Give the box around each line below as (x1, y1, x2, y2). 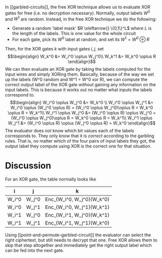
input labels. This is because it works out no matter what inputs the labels (5, 87, 152, 93)
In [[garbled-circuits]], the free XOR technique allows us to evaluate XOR (5, 4, 151, 10)
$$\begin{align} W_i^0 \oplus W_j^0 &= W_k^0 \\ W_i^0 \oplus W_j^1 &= (10, 99, 154, 105)
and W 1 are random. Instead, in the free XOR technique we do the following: (5, 15, 157, 22)
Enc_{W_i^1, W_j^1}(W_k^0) (45, 219, 109, 226)
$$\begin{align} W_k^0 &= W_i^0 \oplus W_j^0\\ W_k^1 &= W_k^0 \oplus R (7, 53, 156, 59)
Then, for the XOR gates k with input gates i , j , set (5, 46, 104, 51)
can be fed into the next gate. (5, 247, 64, 253)
